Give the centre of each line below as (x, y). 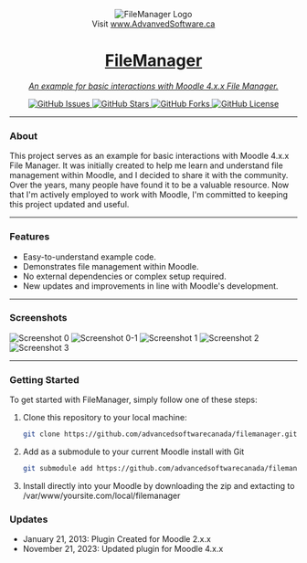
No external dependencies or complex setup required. (124, 276)
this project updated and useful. (69, 205)
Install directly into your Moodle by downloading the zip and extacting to (159, 485)
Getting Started (44, 379)
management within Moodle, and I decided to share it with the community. (149, 175)
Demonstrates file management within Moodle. (111, 266)
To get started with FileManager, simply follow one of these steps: (133, 400)
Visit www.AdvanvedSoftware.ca (153, 24)
